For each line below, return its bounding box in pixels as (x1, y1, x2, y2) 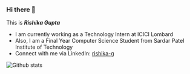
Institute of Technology (15, 43, 73, 51)
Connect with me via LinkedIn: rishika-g (15, 50, 114, 57)
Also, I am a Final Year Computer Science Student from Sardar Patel (15, 37, 185, 45)
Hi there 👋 (6, 5, 36, 14)
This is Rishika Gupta (6, 19, 61, 26)
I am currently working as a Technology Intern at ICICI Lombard (15, 31, 174, 38)
